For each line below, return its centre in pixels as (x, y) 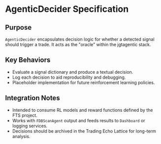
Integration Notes (32, 98)
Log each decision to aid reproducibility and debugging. (69, 77)
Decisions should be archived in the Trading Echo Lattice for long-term (84, 131)
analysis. (21, 136)
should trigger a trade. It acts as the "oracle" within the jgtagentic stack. (78, 45)
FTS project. (25, 115)
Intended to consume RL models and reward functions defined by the (82, 110)
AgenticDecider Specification (67, 9)
